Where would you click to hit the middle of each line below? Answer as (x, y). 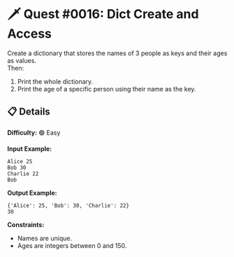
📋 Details (29, 112)
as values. (22, 60)
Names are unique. (44, 238)
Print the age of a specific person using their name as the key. (107, 89)
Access (30, 34)
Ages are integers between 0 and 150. (72, 245)
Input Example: (30, 149)
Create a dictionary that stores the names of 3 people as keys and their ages (117, 53)
